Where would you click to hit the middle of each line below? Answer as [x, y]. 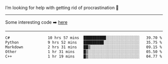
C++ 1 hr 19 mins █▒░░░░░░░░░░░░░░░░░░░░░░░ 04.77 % [84, 56]
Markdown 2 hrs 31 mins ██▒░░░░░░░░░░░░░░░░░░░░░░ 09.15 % [84, 47]
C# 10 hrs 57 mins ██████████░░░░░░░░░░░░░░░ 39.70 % [84, 38]
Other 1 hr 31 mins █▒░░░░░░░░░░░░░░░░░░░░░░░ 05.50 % [84, 52]
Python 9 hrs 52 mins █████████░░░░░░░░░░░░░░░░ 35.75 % [84, 42]
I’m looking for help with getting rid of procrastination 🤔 [62, 8]
